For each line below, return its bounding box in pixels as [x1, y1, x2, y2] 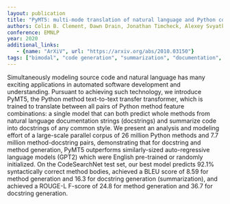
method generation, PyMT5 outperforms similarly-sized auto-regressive [7, 145, 210, 154]
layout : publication [7, 10, 66, 17]
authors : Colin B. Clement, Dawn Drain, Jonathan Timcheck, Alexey [7, 23, 204, 29]
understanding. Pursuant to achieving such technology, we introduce [7, 87, 202, 96]
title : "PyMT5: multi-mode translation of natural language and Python [7, 16, 216, 23]
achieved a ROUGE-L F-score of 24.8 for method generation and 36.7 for [7, 181, 214, 190]
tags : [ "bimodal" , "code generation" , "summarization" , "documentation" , [7, 55, 222, 61]
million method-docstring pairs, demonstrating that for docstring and [7, 138, 201, 147]
